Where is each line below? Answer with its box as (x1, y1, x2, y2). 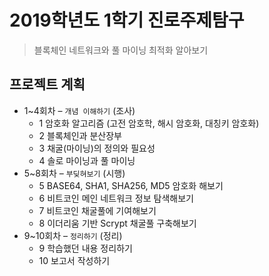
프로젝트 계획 (9, 76, 86, 93)
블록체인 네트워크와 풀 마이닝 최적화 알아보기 (33, 44, 209, 56)
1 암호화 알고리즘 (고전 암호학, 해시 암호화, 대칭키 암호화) (38, 117, 260, 129)
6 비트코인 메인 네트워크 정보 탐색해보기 (38, 192, 194, 204)
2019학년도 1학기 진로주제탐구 (9, 9, 245, 32)
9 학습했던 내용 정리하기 (38, 242, 133, 254)
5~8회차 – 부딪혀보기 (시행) (23, 167, 126, 179)
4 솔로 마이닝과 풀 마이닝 (38, 154, 136, 166)
